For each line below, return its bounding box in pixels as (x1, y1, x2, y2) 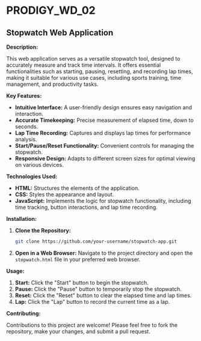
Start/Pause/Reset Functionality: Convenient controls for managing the (14, 142, 194, 149)
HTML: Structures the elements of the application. (14, 184, 140, 192)
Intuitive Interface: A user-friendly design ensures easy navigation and (14, 104, 193, 111)
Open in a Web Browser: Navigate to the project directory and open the (14, 249, 193, 256)
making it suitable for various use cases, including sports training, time (6, 74, 182, 81)
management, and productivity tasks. (6, 80, 99, 88)
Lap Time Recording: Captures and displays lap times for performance (14, 130, 191, 136)
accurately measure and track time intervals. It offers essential (6, 61, 161, 68)
